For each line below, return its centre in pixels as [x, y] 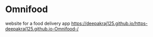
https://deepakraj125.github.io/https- [110, 23]
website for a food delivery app [38, 23]
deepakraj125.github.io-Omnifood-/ [42, 28]
